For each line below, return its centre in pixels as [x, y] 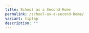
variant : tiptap [22, 18]
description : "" [22, 23]
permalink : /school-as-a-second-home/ [44, 14]
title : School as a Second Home [38, 9]
